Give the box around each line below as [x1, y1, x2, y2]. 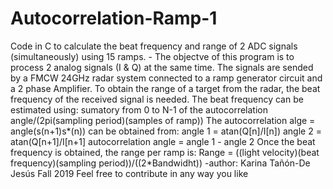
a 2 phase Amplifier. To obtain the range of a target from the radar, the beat [10, 82, 321, 94]
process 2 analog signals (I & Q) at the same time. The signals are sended [10, 61, 314, 73]
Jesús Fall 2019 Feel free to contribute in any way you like [10, 167, 249, 179]
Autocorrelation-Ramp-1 [10, 7, 218, 30]
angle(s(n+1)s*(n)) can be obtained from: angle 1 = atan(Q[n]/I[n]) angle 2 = [10, 125, 322, 137]
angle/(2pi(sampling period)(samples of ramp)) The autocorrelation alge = [10, 114, 316, 126]
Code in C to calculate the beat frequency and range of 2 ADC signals [10, 40, 298, 52]
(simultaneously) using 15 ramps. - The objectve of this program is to [10, 50, 295, 62]
